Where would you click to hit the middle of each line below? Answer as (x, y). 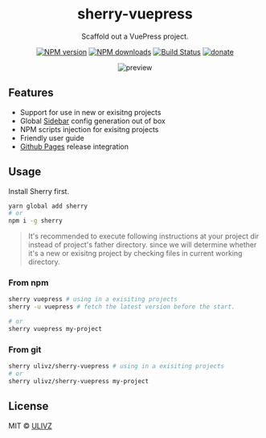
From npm (29, 283)
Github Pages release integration (74, 147)
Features (31, 93)
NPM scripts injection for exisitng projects (89, 129)
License (29, 406)
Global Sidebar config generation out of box (93, 121)
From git (25, 349)
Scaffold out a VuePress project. (135, 36)
